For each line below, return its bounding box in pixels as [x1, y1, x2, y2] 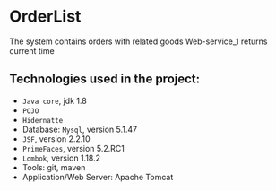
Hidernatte [22, 116, 64, 125]
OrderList [9, 6, 82, 27]
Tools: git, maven [22, 161, 86, 172]
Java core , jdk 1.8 [22, 95, 87, 106]
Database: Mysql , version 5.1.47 [22, 124, 138, 135]
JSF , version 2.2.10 [22, 133, 91, 144]
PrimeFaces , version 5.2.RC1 [22, 143, 125, 153]
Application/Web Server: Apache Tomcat [22, 171, 174, 182]
